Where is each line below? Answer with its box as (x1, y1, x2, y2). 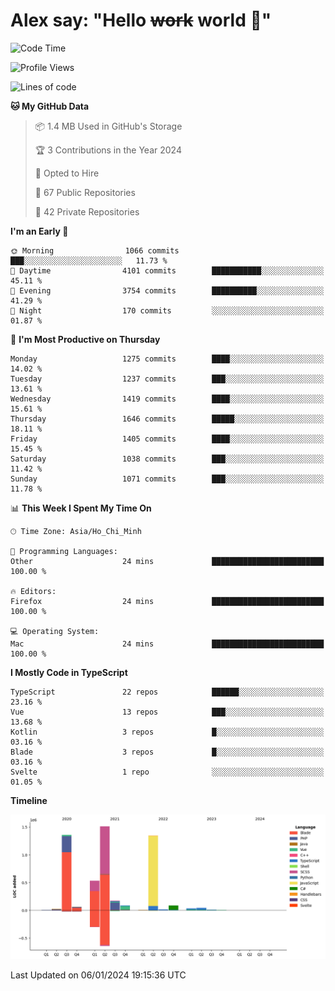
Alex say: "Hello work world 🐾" (10, 9, 272, 32)
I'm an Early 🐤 (10, 225, 69, 237)
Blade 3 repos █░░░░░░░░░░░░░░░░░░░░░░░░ (10, 747, 325, 757)
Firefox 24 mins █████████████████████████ (10, 596, 325, 606)
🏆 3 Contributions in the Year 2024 (34, 144, 182, 156)
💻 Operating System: (10, 626, 100, 636)
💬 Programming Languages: (10, 546, 118, 556)
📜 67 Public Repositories (34, 186, 136, 198)
